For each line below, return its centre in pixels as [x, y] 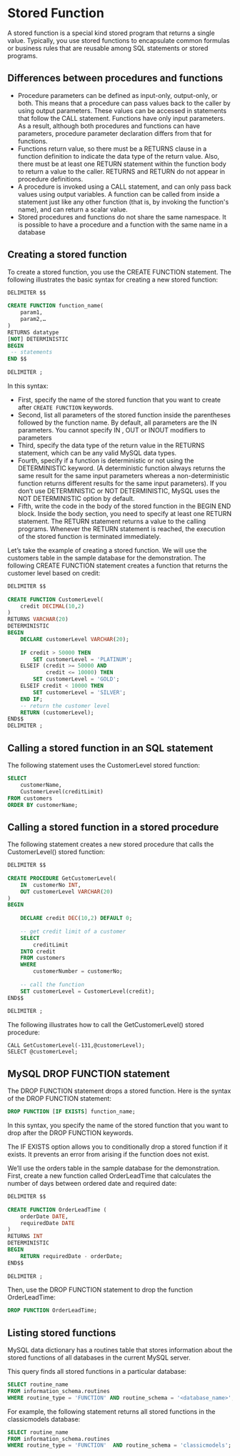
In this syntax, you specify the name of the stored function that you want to [118, 1125]
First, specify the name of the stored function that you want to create [119, 400]
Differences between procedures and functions [115, 78]
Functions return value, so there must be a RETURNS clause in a [112, 149]
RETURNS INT [25, 1237]
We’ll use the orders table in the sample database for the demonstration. [114, 1168]
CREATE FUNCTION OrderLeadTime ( [57, 1209]
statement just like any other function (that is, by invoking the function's [123, 202]
